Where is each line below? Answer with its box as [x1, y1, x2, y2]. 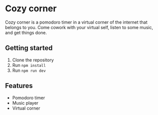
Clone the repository [12, 57, 54, 63]
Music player [12, 100, 39, 106]
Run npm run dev [12, 67, 46, 73]
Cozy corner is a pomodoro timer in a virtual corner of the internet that [5, 19, 148, 25]
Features [5, 82, 33, 90]
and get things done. [5, 29, 47, 35]
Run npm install [12, 62, 46, 68]
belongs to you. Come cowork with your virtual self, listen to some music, [5, 24, 154, 30]
